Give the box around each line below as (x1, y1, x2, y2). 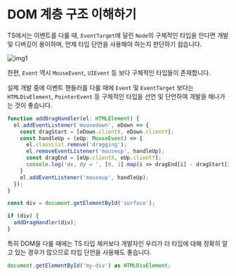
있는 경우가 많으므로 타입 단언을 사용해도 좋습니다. (14, 248, 152, 256)
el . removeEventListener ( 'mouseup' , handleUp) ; (25, 148, 165, 155)
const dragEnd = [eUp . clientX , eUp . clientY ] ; (25, 154, 162, 162)
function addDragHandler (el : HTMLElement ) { (7, 115, 140, 122)
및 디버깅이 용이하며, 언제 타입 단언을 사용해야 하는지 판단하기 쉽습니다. (7, 39, 202, 48)
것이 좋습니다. (14, 101, 53, 109)
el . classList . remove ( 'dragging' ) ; (25, 142, 128, 149)
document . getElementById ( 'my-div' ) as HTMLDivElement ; (7, 262, 171, 269)
